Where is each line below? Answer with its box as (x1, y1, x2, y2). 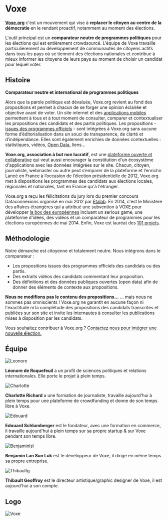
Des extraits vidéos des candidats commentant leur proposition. (12, 273, 144, 279)
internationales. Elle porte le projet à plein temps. (5, 373, 106, 379)
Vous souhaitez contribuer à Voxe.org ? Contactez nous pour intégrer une (5, 325, 157, 331)
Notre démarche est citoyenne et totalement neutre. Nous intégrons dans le (5, 247, 161, 253)
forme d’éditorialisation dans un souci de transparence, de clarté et (5, 131, 143, 137)
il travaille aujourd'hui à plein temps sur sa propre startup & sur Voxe (5, 428, 146, 434)
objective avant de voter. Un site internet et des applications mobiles (5, 109, 146, 115)
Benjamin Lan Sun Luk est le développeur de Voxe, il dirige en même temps (5, 453, 161, 459)
